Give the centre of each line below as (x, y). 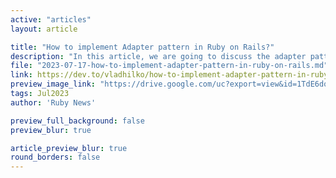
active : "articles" (51, 19)
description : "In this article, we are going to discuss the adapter (158, 56)
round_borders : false (55, 157)
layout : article (44, 29)
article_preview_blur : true (69, 148)
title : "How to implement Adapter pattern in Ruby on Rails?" (142, 47)
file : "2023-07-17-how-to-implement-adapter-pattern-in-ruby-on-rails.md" (169, 66)
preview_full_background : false (77, 121)
